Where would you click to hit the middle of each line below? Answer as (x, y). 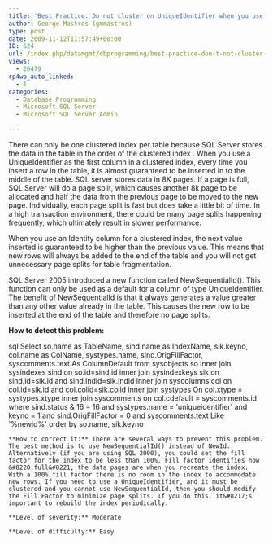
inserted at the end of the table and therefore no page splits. (109, 315)
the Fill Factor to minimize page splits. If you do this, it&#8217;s (130, 496)
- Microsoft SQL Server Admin (67, 115)
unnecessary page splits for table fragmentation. (90, 264)
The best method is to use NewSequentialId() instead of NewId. (119, 446)
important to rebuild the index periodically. (89, 503)
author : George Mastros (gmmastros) (70, 24)
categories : (28, 92)
